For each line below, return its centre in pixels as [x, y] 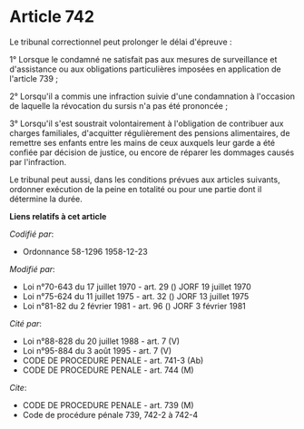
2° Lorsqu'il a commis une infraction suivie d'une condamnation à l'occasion [152, 96]
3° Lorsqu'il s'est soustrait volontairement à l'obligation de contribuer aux [147, 123]
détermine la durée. [46, 199]
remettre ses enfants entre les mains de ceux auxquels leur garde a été [142, 142]
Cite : [18, 387]
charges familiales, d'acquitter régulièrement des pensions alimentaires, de [150, 132]
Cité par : [26, 323]
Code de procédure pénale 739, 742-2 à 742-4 [110, 414]
